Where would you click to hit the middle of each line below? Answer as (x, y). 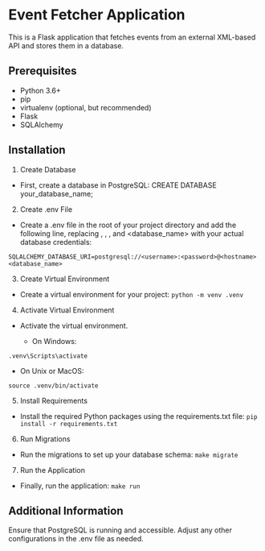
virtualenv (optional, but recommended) (86, 107)
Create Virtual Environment (65, 279)
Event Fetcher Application (97, 15)
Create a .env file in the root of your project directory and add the (128, 225)
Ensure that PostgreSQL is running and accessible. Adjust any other (120, 530)
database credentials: (56, 242)
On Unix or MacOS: (52, 371)
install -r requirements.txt (69, 424)
